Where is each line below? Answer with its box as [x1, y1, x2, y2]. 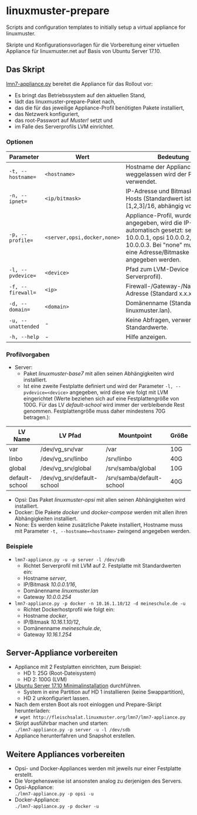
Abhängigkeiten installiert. [14, 515, 78, 522]
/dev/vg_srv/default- [40, 474, 98, 482]
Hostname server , [23, 574, 67, 581]
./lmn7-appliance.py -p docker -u [14, 804, 99, 810]
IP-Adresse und [125, 187, 170, 196]
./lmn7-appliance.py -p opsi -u [14, 791, 94, 797]
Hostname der [125, 163, 165, 171]
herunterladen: [14, 707, 51, 714]
